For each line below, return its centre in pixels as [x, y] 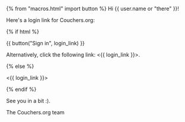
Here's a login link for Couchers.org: [51, 20]
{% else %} [20, 66]
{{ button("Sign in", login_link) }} [46, 43]
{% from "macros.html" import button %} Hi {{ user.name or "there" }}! [93, 9]
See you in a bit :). [28, 101]
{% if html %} [23, 32]
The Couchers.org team [35, 112]
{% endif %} [21, 89]
